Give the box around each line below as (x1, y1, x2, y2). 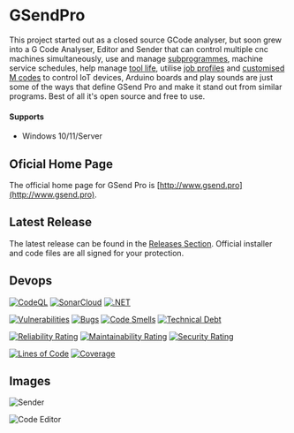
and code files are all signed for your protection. (9, 247, 185, 258)
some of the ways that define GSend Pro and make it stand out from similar (9, 81, 283, 92)
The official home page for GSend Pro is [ (9, 179, 161, 190)
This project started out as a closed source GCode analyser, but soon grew (9, 34, 283, 45)
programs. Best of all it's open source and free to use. (9, 90, 206, 102)
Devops (9, 273, 53, 288)
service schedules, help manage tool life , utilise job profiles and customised (9, 63, 285, 73)
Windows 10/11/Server (21, 131, 103, 141)
